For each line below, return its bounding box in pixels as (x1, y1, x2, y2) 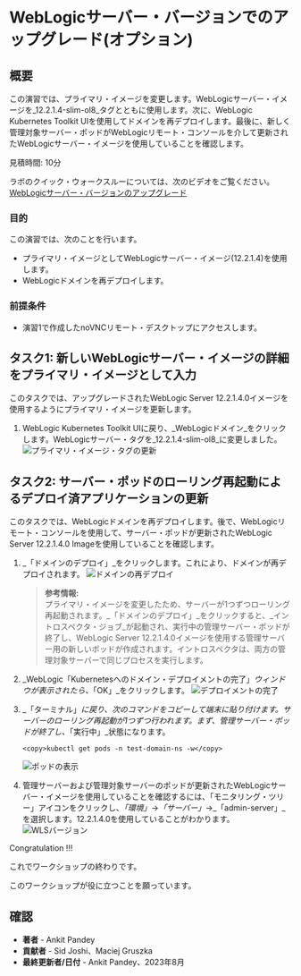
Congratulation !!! (9, 843, 73, 853)
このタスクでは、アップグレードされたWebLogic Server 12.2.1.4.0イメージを (9, 393, 288, 403)
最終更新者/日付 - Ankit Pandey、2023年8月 (21, 957, 185, 968)
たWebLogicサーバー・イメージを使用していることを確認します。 (9, 139, 248, 149)
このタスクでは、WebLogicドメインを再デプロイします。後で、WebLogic (9, 516, 279, 527)
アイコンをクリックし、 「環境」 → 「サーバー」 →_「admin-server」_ (38, 802, 286, 813)
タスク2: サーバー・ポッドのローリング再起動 (9, 474, 259, 489)
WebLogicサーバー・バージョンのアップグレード (9, 188, 188, 198)
